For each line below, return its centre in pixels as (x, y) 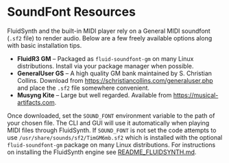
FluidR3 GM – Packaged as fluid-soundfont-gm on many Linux (105, 58)
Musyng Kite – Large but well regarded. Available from (94, 95)
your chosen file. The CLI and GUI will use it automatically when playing (108, 123)
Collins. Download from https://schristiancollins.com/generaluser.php (115, 80)
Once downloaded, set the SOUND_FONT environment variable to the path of (111, 115)
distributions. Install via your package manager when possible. (105, 66)
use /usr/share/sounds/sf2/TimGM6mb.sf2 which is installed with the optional (115, 137)
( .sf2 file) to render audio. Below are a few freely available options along (110, 38)
